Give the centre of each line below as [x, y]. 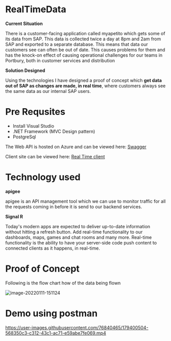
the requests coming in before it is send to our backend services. [74, 206]
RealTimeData [36, 9]
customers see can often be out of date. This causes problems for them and [85, 50]
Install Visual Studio [33, 126]
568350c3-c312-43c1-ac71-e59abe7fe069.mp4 [56, 333]
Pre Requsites [35, 112]
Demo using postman [52, 313]
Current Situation [24, 23]
